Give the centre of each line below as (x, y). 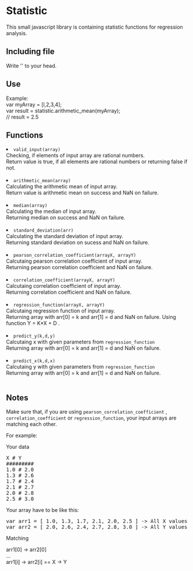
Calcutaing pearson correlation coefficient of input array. (74, 261)
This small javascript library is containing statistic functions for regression (94, 27)
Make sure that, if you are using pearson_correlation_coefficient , (87, 412)
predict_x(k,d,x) (34, 361)
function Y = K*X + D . (33, 324)
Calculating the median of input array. (51, 211)
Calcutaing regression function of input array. (61, 311)
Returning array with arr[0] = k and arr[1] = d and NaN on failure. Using (91, 317)
